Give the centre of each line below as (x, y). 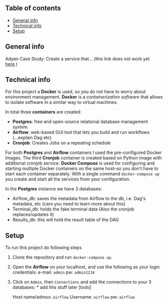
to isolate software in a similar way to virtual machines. (61, 102)
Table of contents (33, 8)
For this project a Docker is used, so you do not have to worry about (75, 91)
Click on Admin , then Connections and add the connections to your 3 (82, 282)
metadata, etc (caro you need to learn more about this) (69, 204)
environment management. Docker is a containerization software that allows (84, 97)
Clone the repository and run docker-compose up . (62, 257)
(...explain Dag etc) (32, 137)
